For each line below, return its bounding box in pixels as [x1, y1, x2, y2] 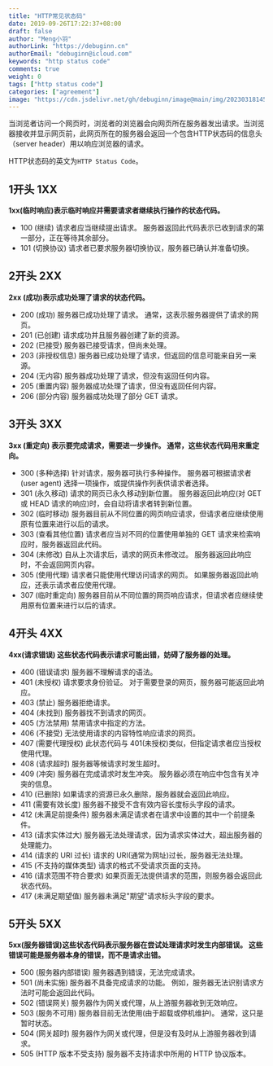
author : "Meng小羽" [8, 34, 72, 43]
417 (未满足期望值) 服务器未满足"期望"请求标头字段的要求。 [19, 891, 219, 901]
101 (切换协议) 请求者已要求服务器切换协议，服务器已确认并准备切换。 [19, 243, 254, 253]
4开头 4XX [8, 626, 63, 640]
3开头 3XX [8, 417, 63, 432]
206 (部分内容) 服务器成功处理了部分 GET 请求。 [19, 391, 183, 401]
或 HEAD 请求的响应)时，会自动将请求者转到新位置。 [19, 498, 197, 508]
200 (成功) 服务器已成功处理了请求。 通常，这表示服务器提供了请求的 [19, 309, 252, 319]
